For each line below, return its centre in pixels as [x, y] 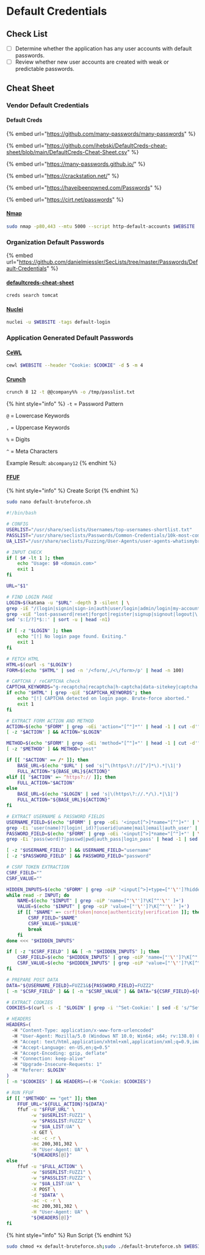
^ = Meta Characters [32, 452]
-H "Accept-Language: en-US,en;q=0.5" [61, 1048]
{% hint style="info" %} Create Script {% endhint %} [73, 491]
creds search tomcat [33, 296]
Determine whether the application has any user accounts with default [103, 48]
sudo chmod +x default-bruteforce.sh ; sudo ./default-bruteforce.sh [94, 1246]
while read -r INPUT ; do [38, 895]
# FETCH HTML [23, 659]
